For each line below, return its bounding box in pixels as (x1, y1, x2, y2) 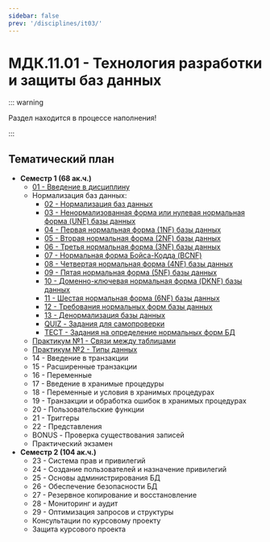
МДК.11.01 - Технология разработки (8, 54, 263, 72)
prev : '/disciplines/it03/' (8, 19, 103, 27)
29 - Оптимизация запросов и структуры (31, 507, 174, 517)
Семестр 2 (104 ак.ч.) (19, 448, 97, 457)
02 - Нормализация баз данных (44, 199, 153, 209)
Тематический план (8, 152, 114, 166)
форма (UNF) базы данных (44, 217, 136, 226)
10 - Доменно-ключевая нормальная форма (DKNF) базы (44, 276, 243, 286)
